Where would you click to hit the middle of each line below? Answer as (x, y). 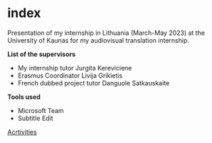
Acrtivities (22, 132)
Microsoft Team (41, 110)
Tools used (24, 97)
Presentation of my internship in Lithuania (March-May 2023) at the (106, 33)
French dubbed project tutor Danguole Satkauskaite (94, 83)
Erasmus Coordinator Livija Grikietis (70, 75)
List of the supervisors (42, 54)
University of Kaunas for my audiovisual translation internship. (99, 40)
